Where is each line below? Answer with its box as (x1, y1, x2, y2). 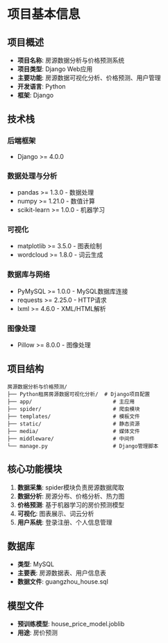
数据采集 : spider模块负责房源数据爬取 (17, 483, 125, 492)
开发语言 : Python (17, 82, 66, 91)
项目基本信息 (7, 6, 81, 22)
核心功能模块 (7, 463, 62, 475)
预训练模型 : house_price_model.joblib (17, 620, 125, 628)
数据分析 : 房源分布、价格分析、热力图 (17, 492, 125, 500)
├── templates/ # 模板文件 (7, 413, 140, 420)
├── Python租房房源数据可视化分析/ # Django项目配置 (7, 391, 151, 398)
